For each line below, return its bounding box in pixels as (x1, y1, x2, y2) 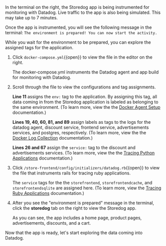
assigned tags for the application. (5, 45, 73, 50)
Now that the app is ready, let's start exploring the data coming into (5, 230, 143, 236)
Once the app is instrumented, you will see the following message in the (5, 24, 152, 30)
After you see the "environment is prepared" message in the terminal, (12, 200, 155, 206)
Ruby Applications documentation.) (12, 190, 84, 196)
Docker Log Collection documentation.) (12, 135, 93, 141)
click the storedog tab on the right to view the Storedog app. (12, 205, 137, 211)
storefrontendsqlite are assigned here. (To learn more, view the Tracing (12, 185, 162, 191)
